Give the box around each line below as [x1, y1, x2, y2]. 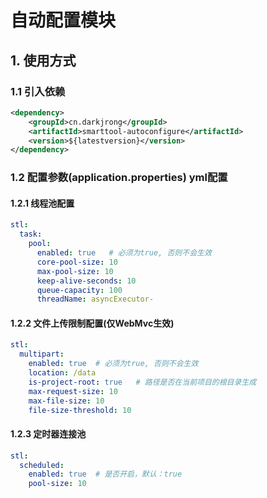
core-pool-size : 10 [36, 257, 118, 267]
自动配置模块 [10, 9, 117, 32]
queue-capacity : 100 [36, 285, 123, 295]
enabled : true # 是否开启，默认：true [28, 469, 183, 480]
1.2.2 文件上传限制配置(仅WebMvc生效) [10, 317, 175, 329]
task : [19, 229, 43, 240]
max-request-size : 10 [28, 386, 118, 396]
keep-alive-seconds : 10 [36, 276, 137, 286]
